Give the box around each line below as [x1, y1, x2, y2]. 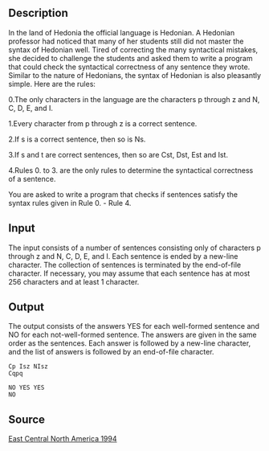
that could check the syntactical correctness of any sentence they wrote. [8, 62, 251, 72]
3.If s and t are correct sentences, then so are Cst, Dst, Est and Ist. [8, 150, 229, 159]
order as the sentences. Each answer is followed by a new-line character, [8, 338, 251, 348]
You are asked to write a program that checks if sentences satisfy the [8, 189, 238, 199]
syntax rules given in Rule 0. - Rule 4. [8, 198, 132, 207]
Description [8, 6, 68, 20]
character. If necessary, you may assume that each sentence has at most [8, 269, 251, 278]
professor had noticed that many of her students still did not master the [8, 36, 244, 46]
